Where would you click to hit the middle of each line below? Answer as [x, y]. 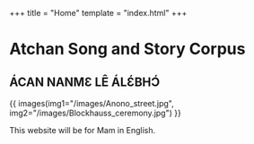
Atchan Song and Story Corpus [127, 49]
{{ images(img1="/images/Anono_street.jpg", [92, 103]
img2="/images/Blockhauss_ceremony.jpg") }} [95, 113]
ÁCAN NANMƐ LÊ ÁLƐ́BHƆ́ [85, 82]
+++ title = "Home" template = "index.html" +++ [98, 13]
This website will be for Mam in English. [82, 130]
